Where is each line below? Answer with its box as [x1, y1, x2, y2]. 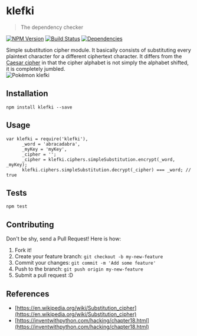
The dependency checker [20, 24, 84, 31]
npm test [6, 203, 28, 210]
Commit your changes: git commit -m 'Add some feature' [14, 259, 156, 266]
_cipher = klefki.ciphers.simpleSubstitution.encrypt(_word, [21, 156, 176, 163]
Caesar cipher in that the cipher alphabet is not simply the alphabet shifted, [6, 59, 189, 66]
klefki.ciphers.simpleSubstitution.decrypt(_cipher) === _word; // [21, 167, 192, 173]
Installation [6, 88, 48, 98]
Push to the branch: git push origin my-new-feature [14, 265, 143, 272]
